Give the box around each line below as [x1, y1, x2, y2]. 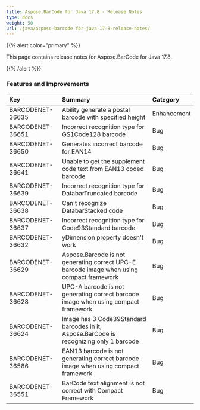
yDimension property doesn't [61, 233, 144, 241]
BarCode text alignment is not [61, 379, 145, 387]
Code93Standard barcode [61, 224, 136, 232]
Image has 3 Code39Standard [61, 314, 147, 323]
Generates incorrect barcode [61, 140, 143, 148]
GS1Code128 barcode [61, 130, 126, 138]
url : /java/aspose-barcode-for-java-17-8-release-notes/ [6, 25, 151, 32]
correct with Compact [61, 386, 123, 394]
